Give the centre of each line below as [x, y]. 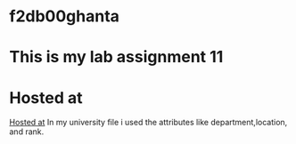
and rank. [27, 132]
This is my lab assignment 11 [116, 57]
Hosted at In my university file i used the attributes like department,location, [148, 123]
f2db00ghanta [65, 16]
